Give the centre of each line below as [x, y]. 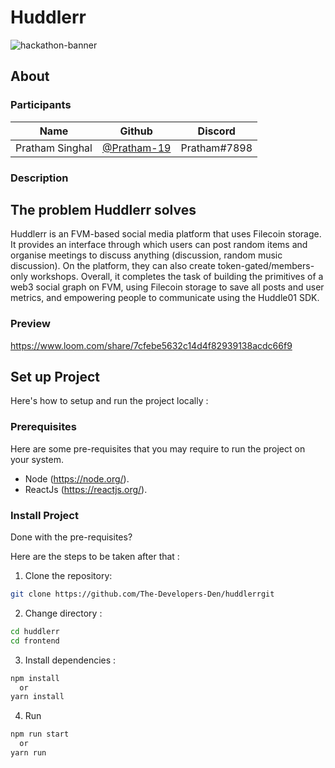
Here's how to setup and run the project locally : [109, 401]
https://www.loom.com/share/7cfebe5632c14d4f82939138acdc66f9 [151, 345]
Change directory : [63, 613]
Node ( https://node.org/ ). [77, 478]
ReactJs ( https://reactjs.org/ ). [86, 489]
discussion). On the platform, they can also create [113, 266]
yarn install [37, 697]
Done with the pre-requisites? [71, 537]
